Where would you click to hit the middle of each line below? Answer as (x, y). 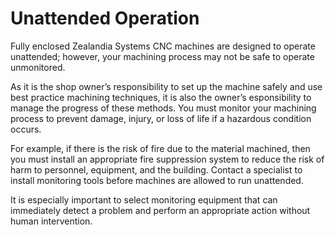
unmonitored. (38, 67)
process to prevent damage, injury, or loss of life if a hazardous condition (161, 118)
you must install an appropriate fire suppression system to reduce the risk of (167, 159)
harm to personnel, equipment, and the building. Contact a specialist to (156, 169)
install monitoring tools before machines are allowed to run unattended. (157, 180)
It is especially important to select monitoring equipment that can (144, 199)
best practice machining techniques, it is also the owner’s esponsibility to (161, 97)
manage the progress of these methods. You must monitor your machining (163, 108)
